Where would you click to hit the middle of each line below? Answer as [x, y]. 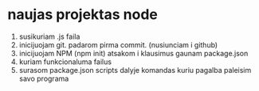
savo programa [44, 78]
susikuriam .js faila [49, 36]
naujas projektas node [83, 15]
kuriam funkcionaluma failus [65, 62]
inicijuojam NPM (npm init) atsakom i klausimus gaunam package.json [133, 53]
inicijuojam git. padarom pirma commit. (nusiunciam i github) [118, 44]
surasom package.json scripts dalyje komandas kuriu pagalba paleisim [135, 70]
